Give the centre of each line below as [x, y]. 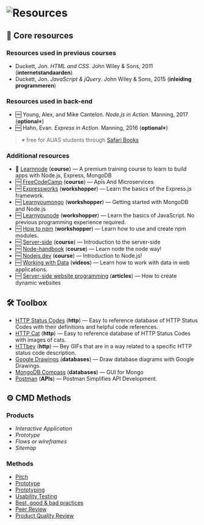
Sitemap [26, 448]
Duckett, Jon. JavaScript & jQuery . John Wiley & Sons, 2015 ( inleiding [103, 79]
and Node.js [30, 209]
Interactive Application [44, 428]
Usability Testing [36, 496]
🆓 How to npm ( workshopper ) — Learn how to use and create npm [100, 229]
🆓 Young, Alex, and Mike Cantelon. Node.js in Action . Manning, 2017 [102, 115]
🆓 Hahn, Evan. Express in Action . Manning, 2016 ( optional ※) [92, 128]
